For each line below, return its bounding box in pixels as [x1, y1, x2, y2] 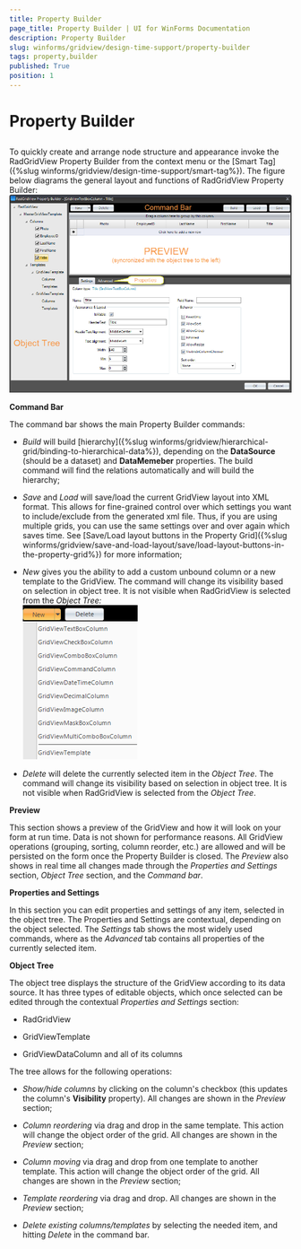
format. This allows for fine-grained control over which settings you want [21, 502, 292, 512]
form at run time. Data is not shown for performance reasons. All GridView [9, 832, 284, 843]
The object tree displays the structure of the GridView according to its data [9, 978, 286, 989]
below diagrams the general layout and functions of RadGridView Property [9, 175, 284, 186]
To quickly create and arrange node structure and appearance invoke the [9, 146, 279, 157]
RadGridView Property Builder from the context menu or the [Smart [9, 156, 257, 167]
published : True [9, 62, 70, 71]
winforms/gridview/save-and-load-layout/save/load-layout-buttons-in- [21, 539, 285, 551]
